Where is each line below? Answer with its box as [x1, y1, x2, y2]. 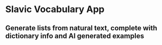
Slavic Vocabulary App [5, 4, 105, 15]
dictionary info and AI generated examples [5, 31, 145, 40]
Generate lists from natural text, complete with [5, 24, 157, 32]
